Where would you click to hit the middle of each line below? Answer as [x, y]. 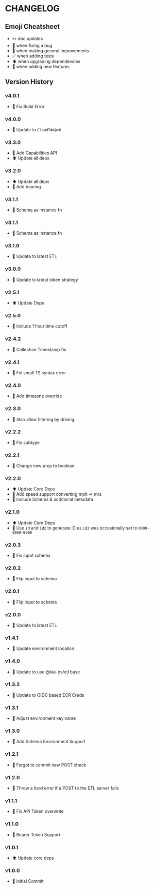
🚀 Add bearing [26, 186]
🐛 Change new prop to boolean [43, 466]
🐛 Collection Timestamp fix [39, 349]
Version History [29, 82]
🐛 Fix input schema [31, 556]
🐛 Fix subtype [26, 443]
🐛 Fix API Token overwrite [38, 811]
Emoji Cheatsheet [32, 27]
